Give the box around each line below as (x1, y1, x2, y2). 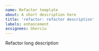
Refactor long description (5, 40, 59, 46)
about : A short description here (5, 12, 77, 17)
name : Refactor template (5, 7, 58, 13)
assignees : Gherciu (5, 26, 47, 31)
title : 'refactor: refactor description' (5, 17, 95, 22)
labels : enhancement (5, 21, 49, 27)
